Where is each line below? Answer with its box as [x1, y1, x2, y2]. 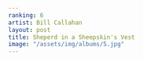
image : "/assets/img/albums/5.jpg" [8, 41, 125, 48]
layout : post [8, 26, 51, 34]
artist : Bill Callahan [8, 19, 82, 26]
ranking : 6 [8, 11, 44, 19]
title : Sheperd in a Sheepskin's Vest [8, 33, 135, 41]
